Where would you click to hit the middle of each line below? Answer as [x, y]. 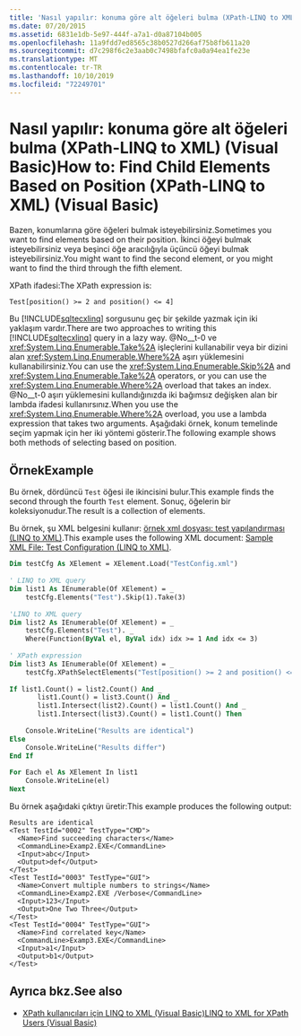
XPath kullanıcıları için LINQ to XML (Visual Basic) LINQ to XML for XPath [155, 1013]
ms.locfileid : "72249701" [57, 84]
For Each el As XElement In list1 [74, 772]
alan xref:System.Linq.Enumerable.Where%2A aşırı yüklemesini [127, 356]
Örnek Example [52, 470]
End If [21, 756]
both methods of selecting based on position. [93, 442]
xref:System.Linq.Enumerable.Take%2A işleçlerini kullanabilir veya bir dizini [149, 347]
